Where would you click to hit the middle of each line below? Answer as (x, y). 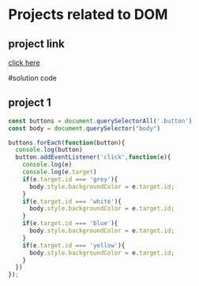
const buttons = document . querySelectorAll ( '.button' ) (100, 121)
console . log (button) (49, 150)
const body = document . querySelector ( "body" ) (84, 128)
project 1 (30, 103)
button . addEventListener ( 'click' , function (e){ (93, 157)
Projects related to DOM (88, 15)
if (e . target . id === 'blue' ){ (70, 224)
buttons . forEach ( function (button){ (67, 143)
